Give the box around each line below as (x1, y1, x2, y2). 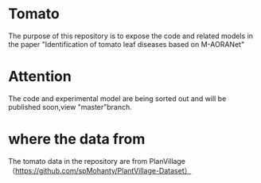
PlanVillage (149, 156, 185, 165)
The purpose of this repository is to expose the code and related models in (8, 31, 253, 41)
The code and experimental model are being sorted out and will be (8, 93, 227, 103)
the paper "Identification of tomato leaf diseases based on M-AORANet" (8, 39, 245, 49)
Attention (8, 68, 72, 86)
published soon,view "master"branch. (8, 102, 133, 111)
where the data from (8, 130, 146, 148)
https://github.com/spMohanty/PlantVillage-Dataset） (15, 165, 192, 175)
